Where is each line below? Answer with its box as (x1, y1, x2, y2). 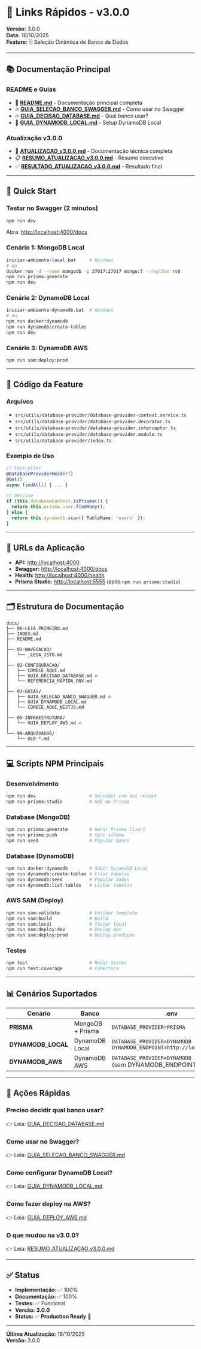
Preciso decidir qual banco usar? (6, 1106, 103, 1115)
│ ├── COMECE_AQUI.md (6, 668, 66, 674)
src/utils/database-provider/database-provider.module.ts (14, 431, 163, 437)
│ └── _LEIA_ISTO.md (6, 652, 63, 658)
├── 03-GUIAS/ (6, 689, 42, 695)
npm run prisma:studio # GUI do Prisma (6, 799, 130, 805)
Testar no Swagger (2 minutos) (6, 204, 99, 212)
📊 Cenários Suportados (6, 989, 98, 999)
